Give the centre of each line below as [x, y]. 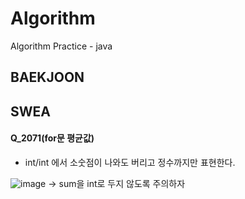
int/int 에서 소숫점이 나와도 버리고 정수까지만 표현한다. [130, 162]
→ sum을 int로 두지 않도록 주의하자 [117, 183]
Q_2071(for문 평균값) [52, 138]
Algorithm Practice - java [61, 46]
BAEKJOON [47, 77]
